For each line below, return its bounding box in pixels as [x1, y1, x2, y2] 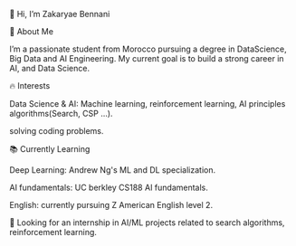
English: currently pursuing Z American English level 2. [9, 200, 214, 210]
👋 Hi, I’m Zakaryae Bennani [9, 9, 110, 19]
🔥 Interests [9, 80, 51, 90]
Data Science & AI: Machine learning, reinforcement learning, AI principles [9, 99, 286, 109]
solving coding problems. [9, 126, 104, 136]
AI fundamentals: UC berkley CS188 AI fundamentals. [9, 182, 208, 193]
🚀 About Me [9, 26, 54, 36]
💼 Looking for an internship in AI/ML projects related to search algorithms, [9, 217, 285, 228]
